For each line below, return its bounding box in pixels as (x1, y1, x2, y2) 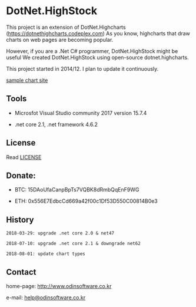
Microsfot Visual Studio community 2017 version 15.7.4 (14, 109, 147, 116)
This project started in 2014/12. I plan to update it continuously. (6, 65, 159, 72)
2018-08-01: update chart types (6, 251, 85, 257)
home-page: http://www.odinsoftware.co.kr (6, 283, 112, 289)
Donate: (6, 170, 36, 180)
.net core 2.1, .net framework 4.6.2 (14, 121, 98, 128)
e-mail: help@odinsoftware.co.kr (6, 294, 86, 301)
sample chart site (6, 77, 48, 84)
